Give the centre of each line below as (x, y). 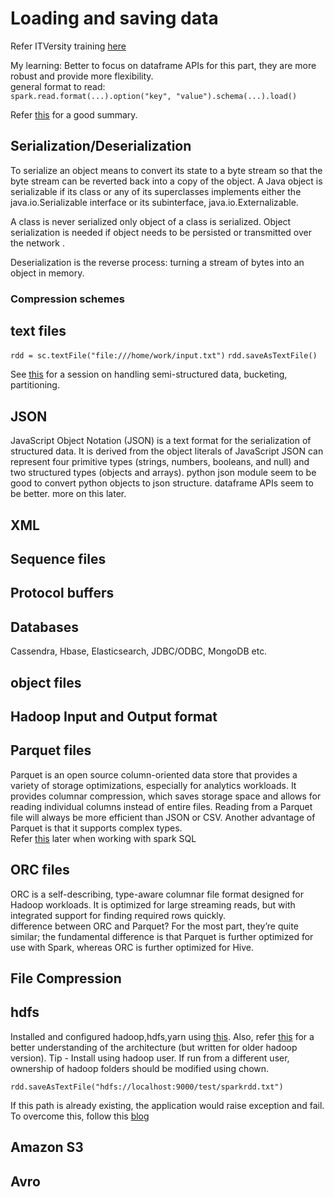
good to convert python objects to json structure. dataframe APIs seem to (162, 483)
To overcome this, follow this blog (80, 1116)
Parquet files (51, 750)
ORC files (40, 870)
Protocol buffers (62, 593)
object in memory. (47, 273)
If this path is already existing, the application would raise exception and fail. (167, 1105)
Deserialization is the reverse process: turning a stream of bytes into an (157, 262)
